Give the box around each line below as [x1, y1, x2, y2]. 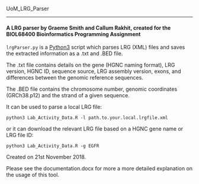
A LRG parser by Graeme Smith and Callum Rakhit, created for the [6, 24, 171, 31]
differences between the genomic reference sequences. [6, 74, 143, 81]
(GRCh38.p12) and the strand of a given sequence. [6, 92, 130, 99]
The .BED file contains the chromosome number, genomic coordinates [6, 85, 178, 93]
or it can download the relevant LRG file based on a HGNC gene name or [6, 125, 184, 132]
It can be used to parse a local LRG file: [6, 103, 102, 110]
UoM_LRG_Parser [6, 5, 49, 12]
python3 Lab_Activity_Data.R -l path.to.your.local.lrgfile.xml [6, 115, 168, 121]
